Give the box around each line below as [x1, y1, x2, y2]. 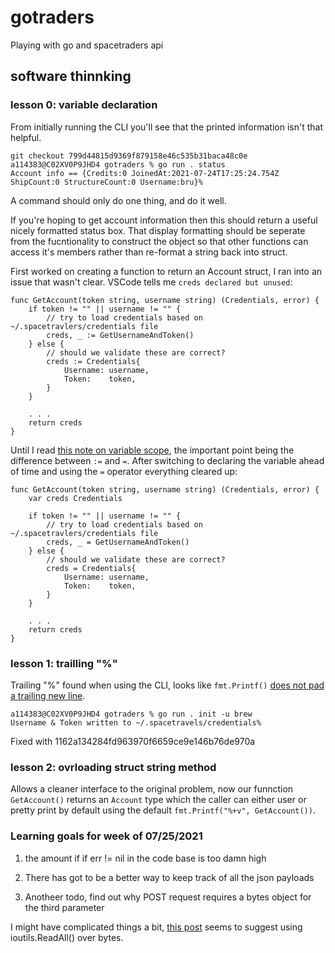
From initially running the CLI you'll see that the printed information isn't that [10, 121, 323, 133]
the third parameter [24, 901, 105, 913]
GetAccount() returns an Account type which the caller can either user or [10, 794, 307, 806]
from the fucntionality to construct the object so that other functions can [10, 235, 309, 247]
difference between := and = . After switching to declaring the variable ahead [10, 454, 325, 466]
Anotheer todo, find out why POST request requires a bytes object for [24, 891, 312, 903]
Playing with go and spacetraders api [10, 39, 164, 51]
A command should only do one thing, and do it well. [10, 194, 227, 206]
